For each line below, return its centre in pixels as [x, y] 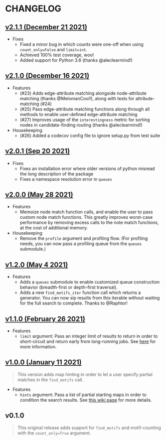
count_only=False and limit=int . [54, 50]
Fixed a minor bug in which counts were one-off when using [82, 44]
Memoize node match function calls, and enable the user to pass [86, 212]
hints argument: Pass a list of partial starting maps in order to [83, 395]
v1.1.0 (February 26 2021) [45, 319]
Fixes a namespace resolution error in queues [66, 179]
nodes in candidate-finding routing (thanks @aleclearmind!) [81, 125]
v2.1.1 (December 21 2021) [46, 27]
